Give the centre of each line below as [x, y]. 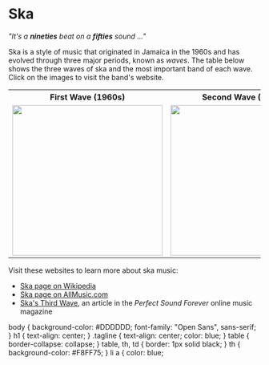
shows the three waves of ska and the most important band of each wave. [131, 68]
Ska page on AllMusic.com [64, 294]
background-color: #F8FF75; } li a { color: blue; [86, 352]
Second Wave [229, 97]
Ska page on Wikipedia [58, 286]
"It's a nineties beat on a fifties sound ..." [77, 36]
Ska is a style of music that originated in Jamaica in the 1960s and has [124, 51]
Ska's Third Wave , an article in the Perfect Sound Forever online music [136, 302]
